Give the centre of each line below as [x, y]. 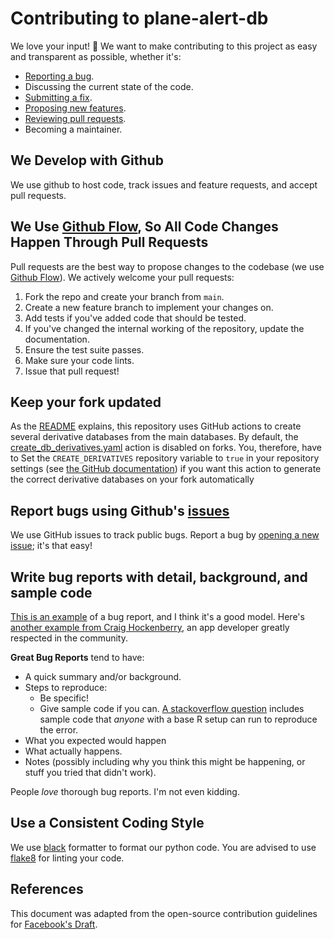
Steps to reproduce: [66, 687]
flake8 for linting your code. [67, 858]
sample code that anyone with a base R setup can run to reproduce [178, 719]
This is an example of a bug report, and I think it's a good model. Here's [157, 616]
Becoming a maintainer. [73, 129]
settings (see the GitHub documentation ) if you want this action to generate [166, 469]
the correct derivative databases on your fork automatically [132, 479]
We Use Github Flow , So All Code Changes [144, 227]
